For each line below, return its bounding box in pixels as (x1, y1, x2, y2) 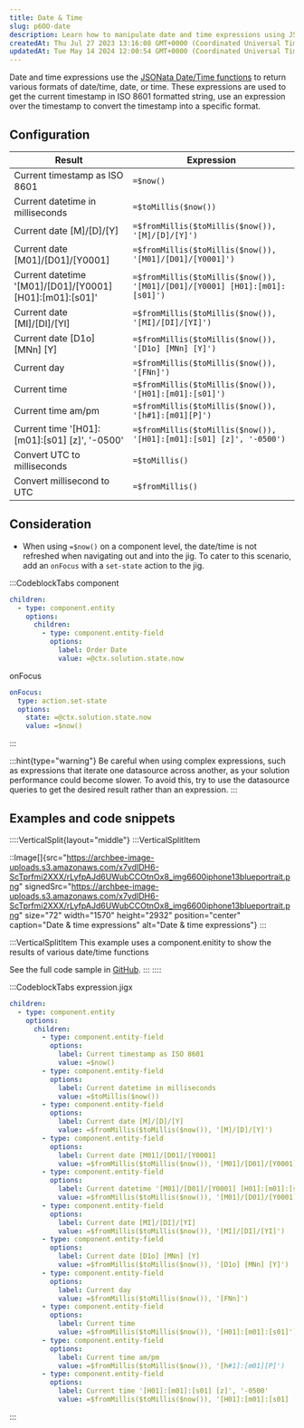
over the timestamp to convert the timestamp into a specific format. (9, 101, 261, 111)
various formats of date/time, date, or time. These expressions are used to (9, 81, 287, 92)
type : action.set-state (17, 696, 107, 705)
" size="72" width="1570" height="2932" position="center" (18, 909, 242, 920)
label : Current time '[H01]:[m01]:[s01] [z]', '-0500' (57, 1386, 270, 1395)
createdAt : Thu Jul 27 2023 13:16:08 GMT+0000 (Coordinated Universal (9, 38, 281, 48)
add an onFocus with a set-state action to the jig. (22, 560, 205, 570)
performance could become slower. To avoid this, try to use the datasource (9, 775, 290, 786)
